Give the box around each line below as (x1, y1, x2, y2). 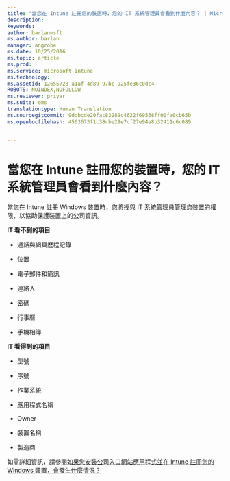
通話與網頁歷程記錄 (16, 241, 72, 249)
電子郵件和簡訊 (16, 270, 60, 278)
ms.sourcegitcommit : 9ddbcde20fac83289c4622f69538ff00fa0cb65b (7, 112, 192, 119)
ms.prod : (7, 61, 32, 68)
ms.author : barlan (7, 36, 60, 42)
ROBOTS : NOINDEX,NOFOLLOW (7, 86, 81, 93)
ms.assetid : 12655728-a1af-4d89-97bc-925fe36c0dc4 (7, 80, 155, 87)
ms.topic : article (7, 55, 60, 62)
